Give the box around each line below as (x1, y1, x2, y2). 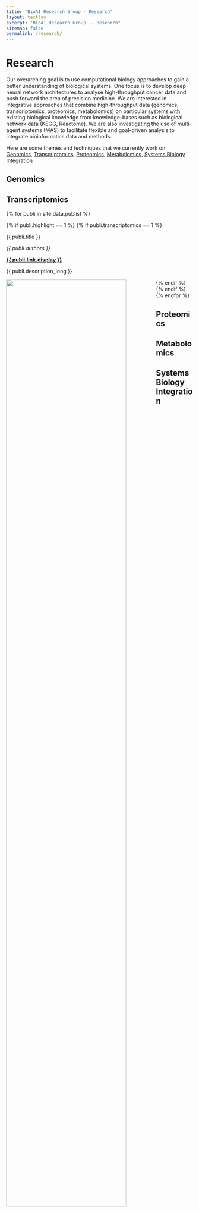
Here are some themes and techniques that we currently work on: (6, 144, 168, 152)
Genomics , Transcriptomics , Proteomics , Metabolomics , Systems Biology (6, 151, 185, 158)
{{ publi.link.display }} (6, 256, 62, 263)
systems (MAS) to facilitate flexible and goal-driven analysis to (21, 127, 175, 134)
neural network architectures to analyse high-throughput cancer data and (6, 89, 187, 96)
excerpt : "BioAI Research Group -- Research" (6, 20, 121, 26)
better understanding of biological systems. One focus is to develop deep (6, 83, 186, 90)
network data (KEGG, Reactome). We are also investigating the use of (6, 120, 176, 128)
